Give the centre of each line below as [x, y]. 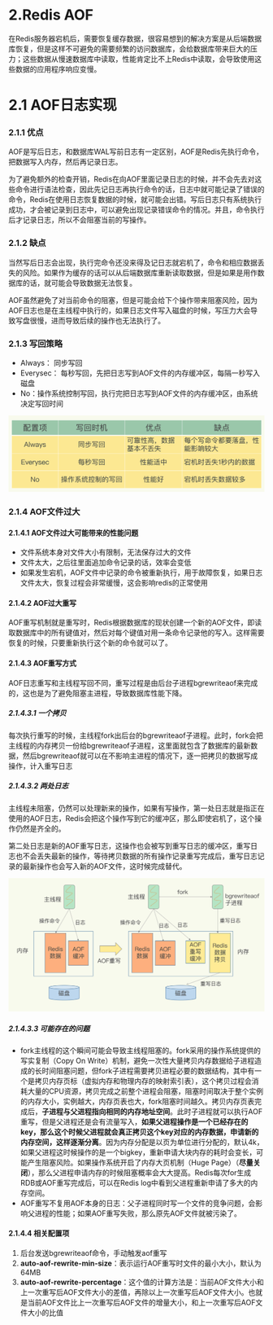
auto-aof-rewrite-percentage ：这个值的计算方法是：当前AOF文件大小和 [142, 1282]
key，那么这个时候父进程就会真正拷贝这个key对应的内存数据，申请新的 [139, 1132]
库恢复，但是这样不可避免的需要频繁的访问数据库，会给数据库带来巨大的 [129, 48]
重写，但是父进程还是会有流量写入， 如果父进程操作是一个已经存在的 [134, 1121]
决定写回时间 [41, 404]
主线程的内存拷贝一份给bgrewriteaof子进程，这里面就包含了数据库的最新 [130, 745]
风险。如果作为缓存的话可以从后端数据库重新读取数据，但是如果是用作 [140, 272]
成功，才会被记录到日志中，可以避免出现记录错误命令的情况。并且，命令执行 [136, 210]
